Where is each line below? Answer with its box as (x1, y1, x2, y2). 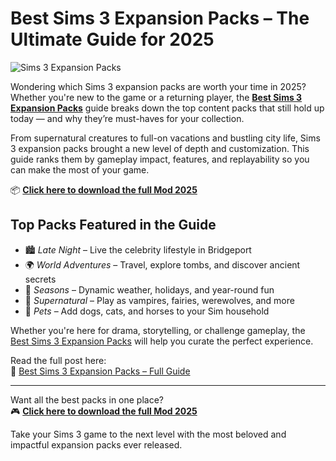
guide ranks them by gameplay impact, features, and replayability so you (10, 153, 310, 165)
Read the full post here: (10, 354, 107, 366)
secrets (24, 273, 57, 285)
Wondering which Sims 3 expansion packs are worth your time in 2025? (10, 80, 307, 92)
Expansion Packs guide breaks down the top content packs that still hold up (10, 102, 325, 114)
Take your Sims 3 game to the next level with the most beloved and (10, 428, 287, 440)
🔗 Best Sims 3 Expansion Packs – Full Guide (10, 365, 191, 377)
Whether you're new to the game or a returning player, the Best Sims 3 (10, 91, 303, 103)
